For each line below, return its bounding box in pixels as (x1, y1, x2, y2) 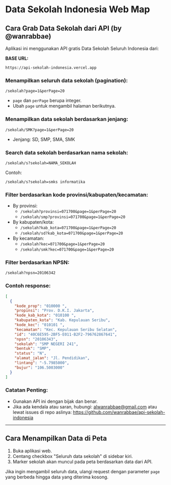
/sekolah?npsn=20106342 (5, 271, 56, 276)
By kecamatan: (12, 235, 44, 241)
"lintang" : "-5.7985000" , (14, 360, 70, 366)
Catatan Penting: (5, 386, 48, 394)
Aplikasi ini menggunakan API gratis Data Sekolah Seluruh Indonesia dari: (5, 45, 159, 52)
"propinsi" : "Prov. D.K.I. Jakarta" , (14, 308, 95, 313)
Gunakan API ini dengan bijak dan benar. (12, 398, 98, 404)
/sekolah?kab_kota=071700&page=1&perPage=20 (20, 226, 117, 231)
